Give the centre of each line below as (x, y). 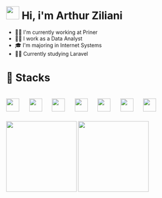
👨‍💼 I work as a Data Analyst (49, 38)
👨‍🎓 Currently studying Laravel (51, 54)
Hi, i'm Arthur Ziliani (72, 16)
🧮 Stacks (28, 78)
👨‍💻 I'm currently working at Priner (56, 32)
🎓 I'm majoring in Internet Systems (58, 45)
